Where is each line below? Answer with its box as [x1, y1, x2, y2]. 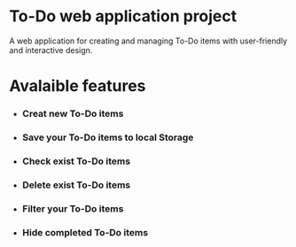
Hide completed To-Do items [21, 226, 149, 238]
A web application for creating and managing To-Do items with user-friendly [9, 35, 288, 46]
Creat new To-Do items [21, 108, 124, 120]
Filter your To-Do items [21, 202, 124, 214]
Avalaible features [9, 76, 146, 96]
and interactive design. [9, 44, 93, 55]
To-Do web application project [9, 6, 238, 27]
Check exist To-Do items [21, 155, 131, 167]
